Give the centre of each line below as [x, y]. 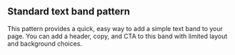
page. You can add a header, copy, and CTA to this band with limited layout [117, 36]
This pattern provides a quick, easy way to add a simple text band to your [115, 28]
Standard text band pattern [69, 12]
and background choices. [45, 43]
